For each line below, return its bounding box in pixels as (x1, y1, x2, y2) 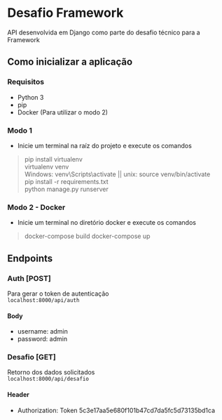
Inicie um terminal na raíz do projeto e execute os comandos (17, 141, 193, 150)
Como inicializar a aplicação (7, 56, 133, 68)
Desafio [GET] (7, 353, 56, 362)
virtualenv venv (24, 162, 69, 171)
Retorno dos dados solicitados (7, 368, 95, 376)
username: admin (17, 327, 69, 336)
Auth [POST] (7, 273, 51, 283)
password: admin (17, 335, 68, 343)
